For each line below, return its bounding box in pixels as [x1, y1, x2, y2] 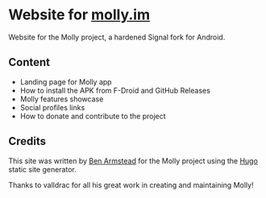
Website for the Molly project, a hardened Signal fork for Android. [8, 32, 226, 42]
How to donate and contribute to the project [19, 111, 167, 121]
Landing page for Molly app [19, 76, 112, 86]
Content [8, 56, 51, 69]
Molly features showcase [19, 94, 104, 104]
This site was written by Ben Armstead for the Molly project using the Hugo [8, 155, 258, 166]
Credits [8, 134, 47, 148]
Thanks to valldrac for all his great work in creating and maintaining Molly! [8, 179, 254, 190]
